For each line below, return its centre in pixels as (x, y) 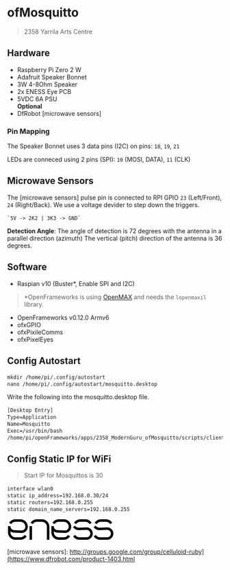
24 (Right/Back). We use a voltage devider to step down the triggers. (103, 204)
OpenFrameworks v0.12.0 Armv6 (63, 318)
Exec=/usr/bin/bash (35, 431)
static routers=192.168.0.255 (50, 503)
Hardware (28, 53)
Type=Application (32, 417)
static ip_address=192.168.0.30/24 (58, 496)
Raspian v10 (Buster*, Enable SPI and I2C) (76, 283)
